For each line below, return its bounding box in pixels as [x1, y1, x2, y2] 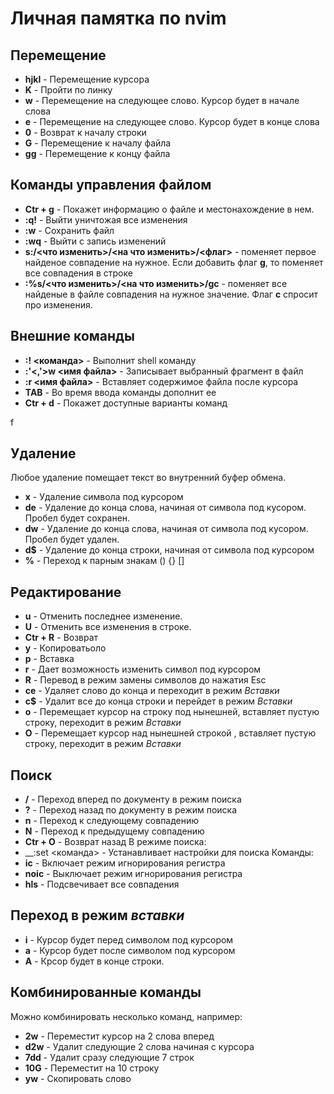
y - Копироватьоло [24, 642, 107, 654]
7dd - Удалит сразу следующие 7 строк [24, 1051, 195, 1063]
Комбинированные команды [10, 984, 202, 1001]
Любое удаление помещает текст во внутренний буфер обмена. [10, 472, 287, 484]
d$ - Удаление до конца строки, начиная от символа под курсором [24, 544, 315, 556]
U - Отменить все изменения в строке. [24, 621, 192, 633]
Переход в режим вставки [10, 907, 185, 924]
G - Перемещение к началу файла [24, 137, 172, 149]
